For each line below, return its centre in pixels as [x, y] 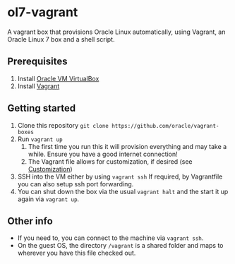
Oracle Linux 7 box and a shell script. [61, 39]
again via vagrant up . [48, 199]
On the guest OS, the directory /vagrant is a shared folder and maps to [120, 246]
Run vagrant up [40, 139]
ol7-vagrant [43, 12]
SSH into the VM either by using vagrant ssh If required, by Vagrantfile [120, 176]
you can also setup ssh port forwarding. [76, 184]
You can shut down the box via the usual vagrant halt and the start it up [123, 191]
